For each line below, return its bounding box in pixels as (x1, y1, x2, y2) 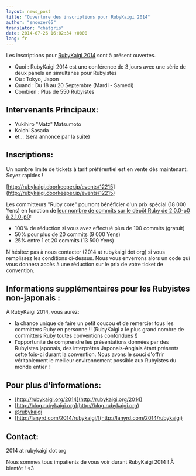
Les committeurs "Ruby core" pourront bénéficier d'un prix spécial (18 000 (6, 200, 186, 208)
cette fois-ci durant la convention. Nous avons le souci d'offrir (14, 351, 164, 358)
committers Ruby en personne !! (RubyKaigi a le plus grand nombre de (14, 326, 184, 333)
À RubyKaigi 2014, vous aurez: (6, 309, 80, 316)
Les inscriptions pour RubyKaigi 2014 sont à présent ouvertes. (6, 52, 156, 59)
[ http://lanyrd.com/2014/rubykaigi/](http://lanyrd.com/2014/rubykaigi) (14, 415, 183, 422)
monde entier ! (14, 364, 50, 371)
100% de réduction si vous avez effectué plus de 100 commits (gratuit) (14, 224, 185, 231)
